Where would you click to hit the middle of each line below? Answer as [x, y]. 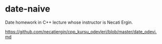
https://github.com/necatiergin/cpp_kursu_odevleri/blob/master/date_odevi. [81, 31]
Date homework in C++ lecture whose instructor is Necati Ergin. [69, 22]
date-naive [27, 9]
